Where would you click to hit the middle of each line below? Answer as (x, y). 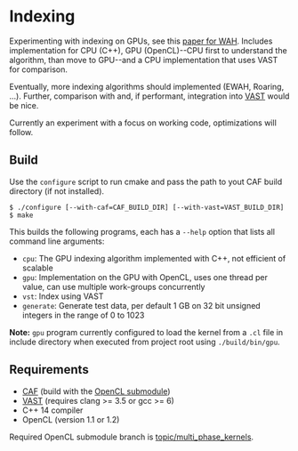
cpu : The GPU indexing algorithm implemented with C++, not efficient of (154, 258)
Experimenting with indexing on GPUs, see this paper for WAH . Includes (141, 41)
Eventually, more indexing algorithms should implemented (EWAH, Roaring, (147, 86)
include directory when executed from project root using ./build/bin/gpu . (145, 342)
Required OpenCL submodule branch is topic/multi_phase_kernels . (132, 437)
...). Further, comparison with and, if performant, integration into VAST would (149, 96)
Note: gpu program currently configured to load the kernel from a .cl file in (146, 332)
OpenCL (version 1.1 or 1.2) (71, 419)
